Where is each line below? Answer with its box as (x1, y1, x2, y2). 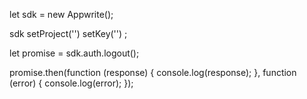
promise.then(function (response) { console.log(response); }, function (9, 67, 297, 78)
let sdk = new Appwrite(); (9, 9, 114, 20)
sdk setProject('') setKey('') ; (9, 28, 128, 39)
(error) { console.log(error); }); (9, 77, 134, 89)
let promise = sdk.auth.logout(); (9, 47, 140, 59)
